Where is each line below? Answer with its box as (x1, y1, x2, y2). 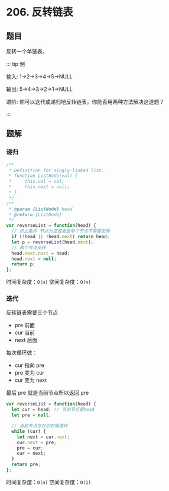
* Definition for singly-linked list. (8, 167, 105, 173)
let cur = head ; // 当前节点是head (11, 407, 95, 413)
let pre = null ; (11, 412, 51, 419)
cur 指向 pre (14, 362, 44, 369)
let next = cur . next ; (17, 434, 70, 440)
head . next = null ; (11, 256, 57, 262)
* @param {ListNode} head (8, 206, 73, 212)
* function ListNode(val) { (8, 173, 78, 179)
